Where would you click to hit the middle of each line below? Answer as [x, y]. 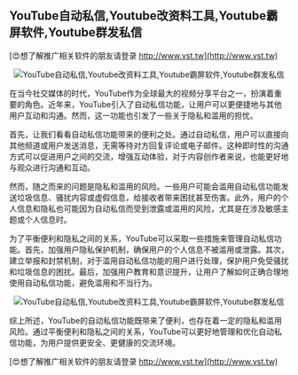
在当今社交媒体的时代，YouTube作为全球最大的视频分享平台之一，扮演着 [142, 93]
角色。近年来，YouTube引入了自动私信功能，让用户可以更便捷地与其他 [153, 104]
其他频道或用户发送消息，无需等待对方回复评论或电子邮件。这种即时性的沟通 [149, 145]
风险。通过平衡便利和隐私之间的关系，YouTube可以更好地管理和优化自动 [142, 332]
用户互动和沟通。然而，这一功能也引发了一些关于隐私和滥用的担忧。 [133, 115]
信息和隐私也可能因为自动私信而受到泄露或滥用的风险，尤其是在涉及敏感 [149, 208]
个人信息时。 [48, 219]
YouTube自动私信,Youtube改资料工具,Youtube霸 [144, 16]
